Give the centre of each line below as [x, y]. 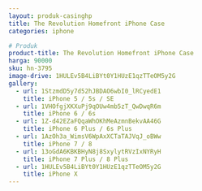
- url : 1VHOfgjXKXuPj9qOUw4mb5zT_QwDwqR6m [88, 106]
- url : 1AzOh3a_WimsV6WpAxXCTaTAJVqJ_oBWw [88, 137]
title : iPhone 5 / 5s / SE [69, 98]
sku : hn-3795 [30, 69]
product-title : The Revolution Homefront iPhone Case [101, 54]
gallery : [23, 83]
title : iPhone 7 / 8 [58, 144]
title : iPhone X [51, 174]
